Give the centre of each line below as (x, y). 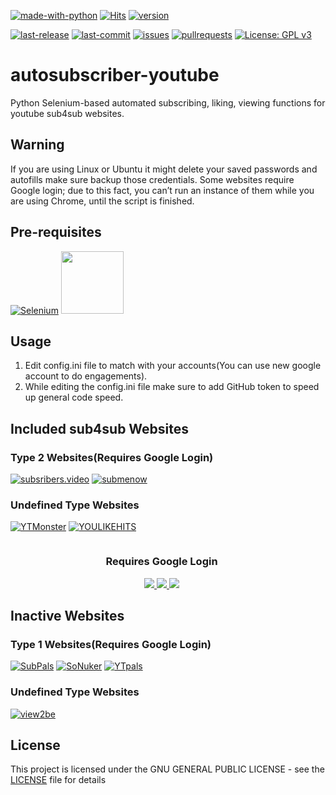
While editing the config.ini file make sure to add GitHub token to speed (172, 387)
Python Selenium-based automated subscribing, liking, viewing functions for (168, 102)
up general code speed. (74, 397)
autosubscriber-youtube (115, 75)
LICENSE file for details (58, 780)
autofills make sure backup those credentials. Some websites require (152, 179)
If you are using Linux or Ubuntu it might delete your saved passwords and (164, 169)
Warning (37, 145)
